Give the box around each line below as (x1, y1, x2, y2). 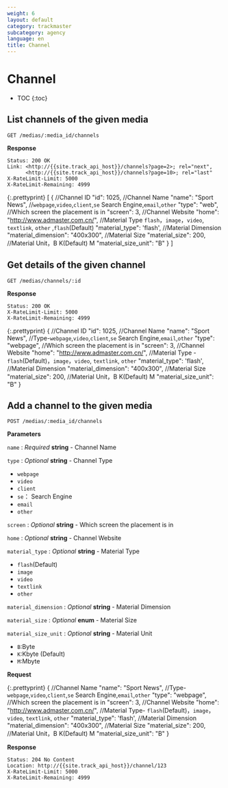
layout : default (7, 16, 53, 23)
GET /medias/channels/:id (7, 277, 81, 284)
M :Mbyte (16, 657, 40, 665)
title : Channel (7, 42, 51, 49)
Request (7, 670, 32, 678)
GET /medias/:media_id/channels (7, 131, 99, 139)
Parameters (7, 430, 41, 438)
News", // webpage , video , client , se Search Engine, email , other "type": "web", (7, 200, 219, 209)
